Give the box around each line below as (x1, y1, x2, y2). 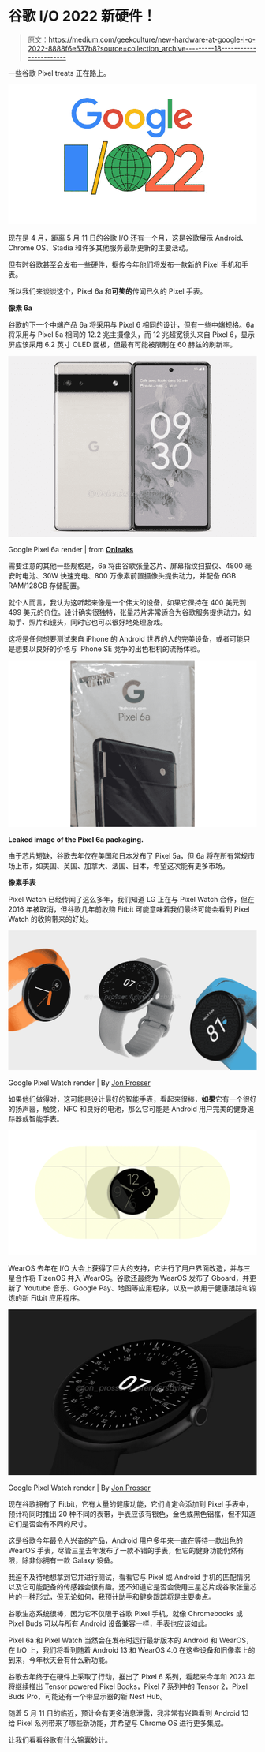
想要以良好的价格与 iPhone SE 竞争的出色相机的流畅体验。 (14, 644, 204, 653)
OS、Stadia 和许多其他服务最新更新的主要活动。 (35, 243, 193, 253)
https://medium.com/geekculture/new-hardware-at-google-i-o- (48, 35, 256, 44)
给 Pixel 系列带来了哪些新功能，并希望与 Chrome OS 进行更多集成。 (8, 1718, 228, 1728)
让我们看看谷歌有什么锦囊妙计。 (8, 1735, 112, 1744)
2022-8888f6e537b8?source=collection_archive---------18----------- (27, 43, 256, 53)
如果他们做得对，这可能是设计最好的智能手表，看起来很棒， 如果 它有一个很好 (8, 1095, 257, 1104)
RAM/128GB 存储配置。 (8, 581, 84, 590)
